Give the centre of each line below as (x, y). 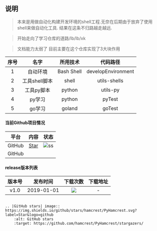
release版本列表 (22, 167)
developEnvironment (110, 71)
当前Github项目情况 (25, 123)
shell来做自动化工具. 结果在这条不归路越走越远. (65, 28)
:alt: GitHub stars (34, 219)
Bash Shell (70, 71)
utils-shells (110, 80)
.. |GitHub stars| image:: (33, 206)
